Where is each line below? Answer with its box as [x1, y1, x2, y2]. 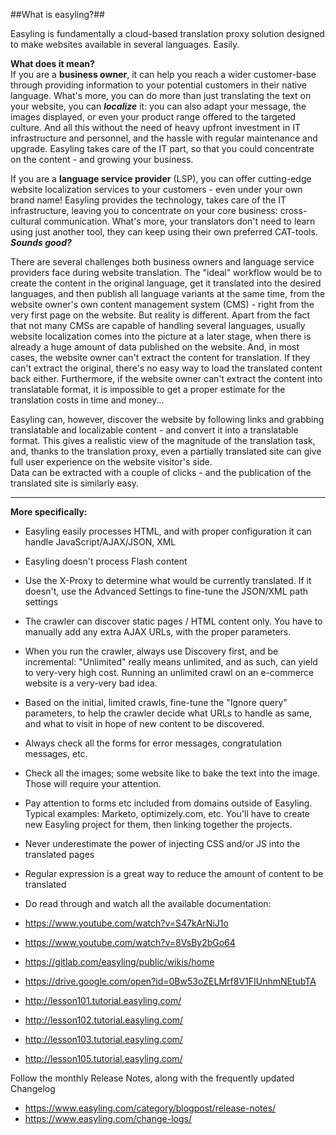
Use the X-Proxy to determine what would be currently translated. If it [24, 575, 312, 586]
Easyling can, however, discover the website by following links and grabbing [10, 414, 325, 425]
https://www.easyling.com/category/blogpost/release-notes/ [24, 1102, 277, 1114]
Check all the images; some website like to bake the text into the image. [24, 767, 321, 779]
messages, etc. [24, 748, 88, 759]
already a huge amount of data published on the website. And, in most [10, 341, 300, 353]
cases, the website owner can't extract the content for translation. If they [10, 352, 311, 363]
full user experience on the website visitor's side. [10, 456, 213, 468]
